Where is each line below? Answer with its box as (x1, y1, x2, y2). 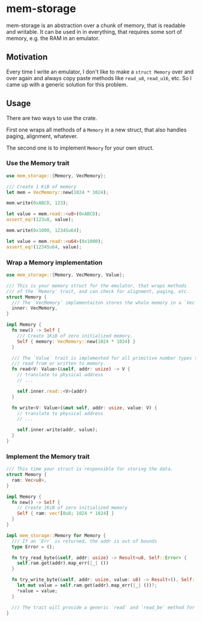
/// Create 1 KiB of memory (6, 183, 77, 190)
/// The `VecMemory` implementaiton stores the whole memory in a (11, 300, 182, 306)
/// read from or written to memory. (11, 360, 106, 366)
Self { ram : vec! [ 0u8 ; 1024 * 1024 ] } (17, 510, 114, 517)
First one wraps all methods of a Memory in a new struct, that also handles (6, 126, 187, 133)
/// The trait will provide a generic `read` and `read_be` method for (11, 605, 195, 611)
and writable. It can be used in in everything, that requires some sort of (6, 28, 182, 35)
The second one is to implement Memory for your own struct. (6, 144, 155, 151)
